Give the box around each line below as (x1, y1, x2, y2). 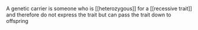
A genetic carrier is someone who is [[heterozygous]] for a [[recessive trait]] (6, 5, 192, 12)
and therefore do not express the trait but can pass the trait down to (6, 11, 171, 18)
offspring (6, 18, 28, 24)
